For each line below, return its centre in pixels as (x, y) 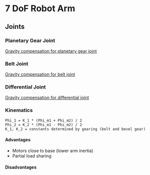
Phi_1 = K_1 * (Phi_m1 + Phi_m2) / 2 (44, 120)
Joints (15, 27)
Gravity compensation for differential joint (47, 98)
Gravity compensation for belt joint (40, 74)
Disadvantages (21, 167)
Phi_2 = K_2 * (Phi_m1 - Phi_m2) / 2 (44, 125)
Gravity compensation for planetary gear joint (51, 51)
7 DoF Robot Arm (40, 9)
